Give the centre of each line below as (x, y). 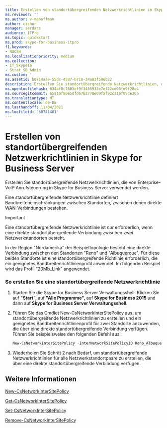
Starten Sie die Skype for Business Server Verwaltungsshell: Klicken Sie (86, 293)
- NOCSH (13, 51)
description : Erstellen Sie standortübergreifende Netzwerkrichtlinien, (82, 84)
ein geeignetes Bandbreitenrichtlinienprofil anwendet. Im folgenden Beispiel (83, 263)
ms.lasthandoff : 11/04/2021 (34, 107)
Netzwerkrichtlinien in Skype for (74, 158)
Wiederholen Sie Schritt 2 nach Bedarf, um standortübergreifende (80, 353)
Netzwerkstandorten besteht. (35, 238)
